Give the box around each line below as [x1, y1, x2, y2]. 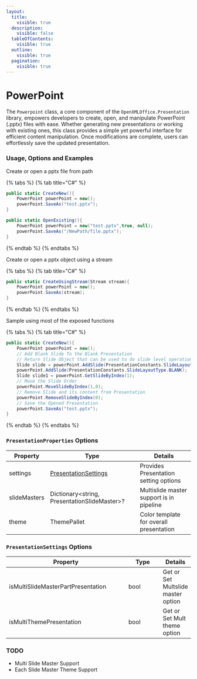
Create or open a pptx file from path [6, 167, 93, 174]
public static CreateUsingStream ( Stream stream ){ [6, 279, 130, 284]
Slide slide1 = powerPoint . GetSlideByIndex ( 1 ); [16, 373, 135, 379]
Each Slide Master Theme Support [14, 666, 98, 673]
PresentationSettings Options [6, 542, 93, 551]
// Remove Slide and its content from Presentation [16, 389, 145, 395]
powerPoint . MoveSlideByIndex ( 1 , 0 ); [16, 384, 104, 390]
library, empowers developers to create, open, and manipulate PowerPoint [6, 114, 185, 121]
